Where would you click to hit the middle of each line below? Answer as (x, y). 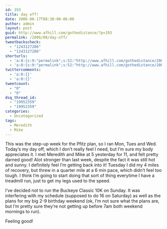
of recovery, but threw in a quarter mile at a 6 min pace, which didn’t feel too (83, 170)
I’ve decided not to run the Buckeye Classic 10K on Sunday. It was (73, 191)
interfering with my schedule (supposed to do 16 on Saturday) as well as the (83, 196)
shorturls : (16, 56)
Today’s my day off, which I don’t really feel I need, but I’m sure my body (79, 149)
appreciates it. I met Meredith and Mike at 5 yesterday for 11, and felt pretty (82, 154)
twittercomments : (23, 70)
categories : (17, 112)
